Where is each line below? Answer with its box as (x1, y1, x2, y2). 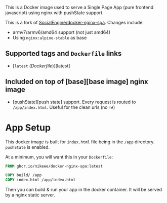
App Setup (5, 121, 51, 133)
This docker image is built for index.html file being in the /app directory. (5, 139, 155, 145)
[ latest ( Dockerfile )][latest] (12, 63, 70, 69)
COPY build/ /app (5, 173, 42, 178)
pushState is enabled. (5, 144, 50, 150)
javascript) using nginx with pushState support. (5, 10, 104, 16)
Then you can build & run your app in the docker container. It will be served (5, 187, 162, 193)
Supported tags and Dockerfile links (5, 49, 122, 58)
